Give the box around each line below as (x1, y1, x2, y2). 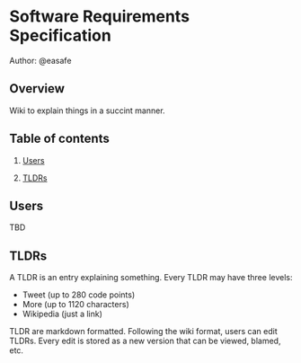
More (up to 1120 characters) (22, 299, 129, 310)
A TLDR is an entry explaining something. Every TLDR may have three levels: (9, 272, 293, 283)
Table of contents (9, 131, 110, 146)
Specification (9, 25, 112, 46)
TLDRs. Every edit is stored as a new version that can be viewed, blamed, (9, 335, 281, 347)
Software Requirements (9, 6, 190, 27)
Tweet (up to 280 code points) (22, 289, 136, 300)
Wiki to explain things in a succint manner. (9, 105, 165, 116)
